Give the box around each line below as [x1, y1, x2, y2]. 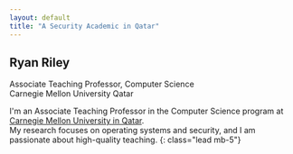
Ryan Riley [9, 55, 71, 70]
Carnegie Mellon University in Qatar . [9, 115, 145, 126]
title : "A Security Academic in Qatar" [9, 22, 160, 31]
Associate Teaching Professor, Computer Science [9, 78, 194, 90]
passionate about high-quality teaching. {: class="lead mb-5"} [9, 134, 241, 145]
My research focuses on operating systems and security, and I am [9, 125, 256, 136]
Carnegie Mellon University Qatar [9, 88, 134, 99]
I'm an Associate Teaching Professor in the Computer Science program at [9, 105, 284, 117]
